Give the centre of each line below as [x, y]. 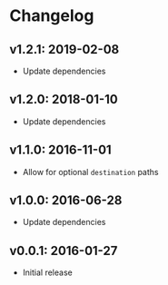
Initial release [47, 272]
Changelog [52, 16]
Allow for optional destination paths [90, 172]
